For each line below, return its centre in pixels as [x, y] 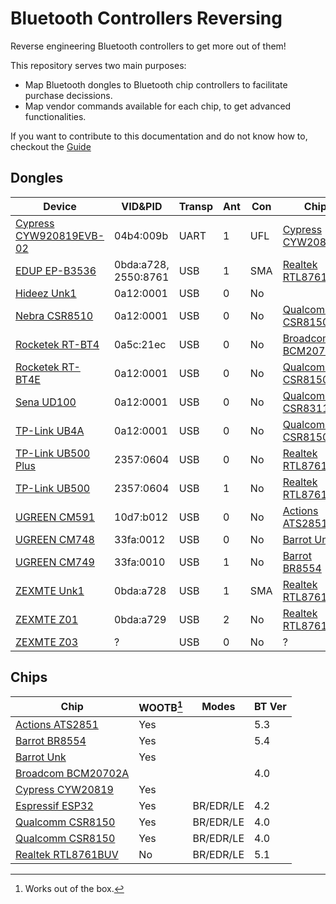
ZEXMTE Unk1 [50, 590]
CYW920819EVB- [60, 235]
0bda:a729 [140, 619]
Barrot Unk [41, 757]
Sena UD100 [46, 402]
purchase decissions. [68, 95]
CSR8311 [306, 408]
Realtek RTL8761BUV [67, 854]
